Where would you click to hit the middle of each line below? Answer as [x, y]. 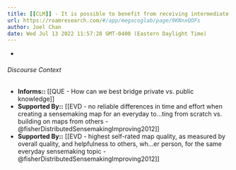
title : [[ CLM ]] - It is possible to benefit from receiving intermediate [118, 14]
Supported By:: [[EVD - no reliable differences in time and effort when [120, 107]
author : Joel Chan [34, 27]
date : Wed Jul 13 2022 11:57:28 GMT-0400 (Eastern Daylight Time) [107, 34]
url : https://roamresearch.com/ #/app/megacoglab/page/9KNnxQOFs [104, 20]
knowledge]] [36, 99]
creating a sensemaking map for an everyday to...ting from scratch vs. [120, 114]
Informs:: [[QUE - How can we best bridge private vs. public [106, 92]
